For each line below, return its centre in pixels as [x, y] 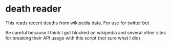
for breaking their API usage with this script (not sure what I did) [73, 38]
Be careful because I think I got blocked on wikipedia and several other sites [86, 32]
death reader [33, 9]
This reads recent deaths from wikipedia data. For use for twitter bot [77, 23]
